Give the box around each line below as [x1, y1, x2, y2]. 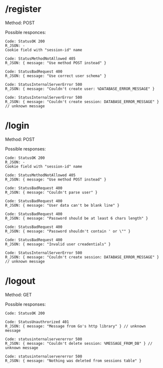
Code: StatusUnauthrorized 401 [5, 319, 69, 324]
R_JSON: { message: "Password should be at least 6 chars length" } [5, 216, 148, 221]
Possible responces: [5, 29, 46, 35]
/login [5, 120, 29, 131]
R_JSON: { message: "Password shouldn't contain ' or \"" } [5, 228, 131, 234]
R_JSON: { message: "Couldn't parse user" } [5, 190, 98, 195]
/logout [5, 275, 36, 287]
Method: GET [5, 292, 32, 297]
